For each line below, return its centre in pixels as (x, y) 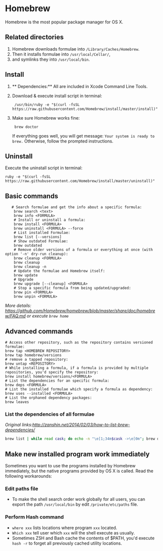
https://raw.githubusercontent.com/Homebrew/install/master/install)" (85, 109)
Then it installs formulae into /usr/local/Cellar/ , (61, 54)
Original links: (19, 425)
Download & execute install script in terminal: (57, 96)
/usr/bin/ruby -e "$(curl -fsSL (47, 105)
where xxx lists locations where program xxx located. (65, 528)
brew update (26, 275)
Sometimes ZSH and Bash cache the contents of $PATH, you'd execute (83, 538)
